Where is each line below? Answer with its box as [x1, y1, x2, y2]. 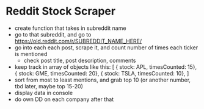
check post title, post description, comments [23, 57, 136, 64]
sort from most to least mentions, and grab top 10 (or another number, [14, 76, 191, 83]
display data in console [14, 89, 73, 96]
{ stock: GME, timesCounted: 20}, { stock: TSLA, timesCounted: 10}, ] [14, 69, 189, 77]
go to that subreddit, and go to [14, 30, 92, 38]
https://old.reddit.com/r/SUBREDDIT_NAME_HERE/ [14, 37, 142, 44]
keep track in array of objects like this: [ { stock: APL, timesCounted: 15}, [14, 63, 197, 71]
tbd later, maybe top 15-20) [14, 82, 84, 90]
